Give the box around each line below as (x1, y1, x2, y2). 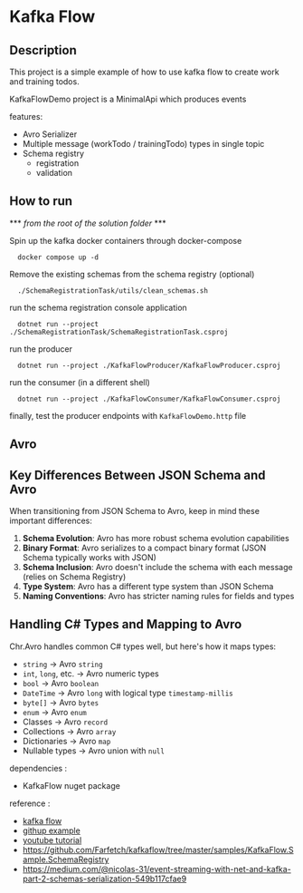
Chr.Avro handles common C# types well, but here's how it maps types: (9, 641, 277, 652)
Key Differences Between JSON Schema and (9, 467, 266, 482)
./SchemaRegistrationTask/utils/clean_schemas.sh (17, 286, 208, 296)
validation (35, 168, 73, 178)
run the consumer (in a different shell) (9, 376, 151, 387)
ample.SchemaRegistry (22, 854, 109, 865)
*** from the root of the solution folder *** (9, 218, 167, 228)
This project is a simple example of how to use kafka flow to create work (9, 66, 279, 77)
